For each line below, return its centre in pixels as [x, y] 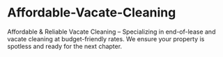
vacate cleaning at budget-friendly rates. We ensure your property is [106, 38]
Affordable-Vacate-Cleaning [92, 13]
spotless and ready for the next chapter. [65, 46]
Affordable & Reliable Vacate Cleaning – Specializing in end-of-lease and [111, 32]
